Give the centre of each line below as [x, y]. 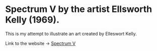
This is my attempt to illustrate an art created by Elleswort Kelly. [71, 33]
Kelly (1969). [32, 20]
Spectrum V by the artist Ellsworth [79, 9]
